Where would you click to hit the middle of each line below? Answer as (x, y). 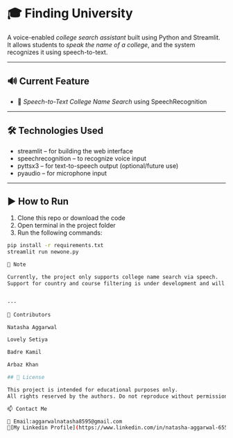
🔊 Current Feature (49, 82)
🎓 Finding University (70, 14)
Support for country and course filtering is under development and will (116, 283)
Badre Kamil (24, 352)
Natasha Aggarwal (32, 327)
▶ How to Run (38, 201)
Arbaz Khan (23, 365)
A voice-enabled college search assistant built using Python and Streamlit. (114, 37)
